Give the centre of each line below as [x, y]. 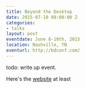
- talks [16, 28]
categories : [21, 23]
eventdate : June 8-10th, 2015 [43, 39]
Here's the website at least [39, 78]
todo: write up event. [31, 67]
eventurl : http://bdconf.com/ [43, 51]
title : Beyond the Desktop [39, 12]
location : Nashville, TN [37, 45]
